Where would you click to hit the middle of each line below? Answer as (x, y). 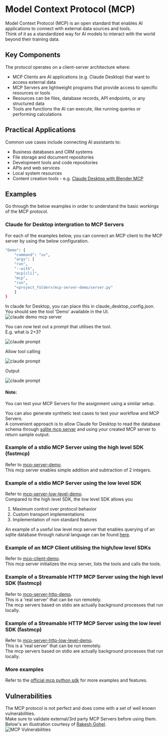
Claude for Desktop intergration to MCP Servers (65, 224)
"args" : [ (25, 260)
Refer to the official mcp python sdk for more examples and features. (76, 680)
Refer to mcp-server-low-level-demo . (44, 494)
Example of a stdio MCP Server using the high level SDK (74, 447)
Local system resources (37, 173)
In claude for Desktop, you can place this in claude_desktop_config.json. (80, 306)
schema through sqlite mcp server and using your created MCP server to (81, 429)
